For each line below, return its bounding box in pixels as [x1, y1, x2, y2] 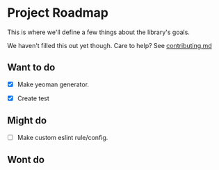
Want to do [7, 61, 56, 74]
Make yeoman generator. [17, 80, 89, 88]
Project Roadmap [7, 5, 109, 21]
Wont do [7, 154, 45, 166]
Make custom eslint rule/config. [17, 133, 108, 141]
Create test [17, 94, 50, 102]
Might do [7, 115, 47, 127]
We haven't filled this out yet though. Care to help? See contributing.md [7, 41, 212, 49]
